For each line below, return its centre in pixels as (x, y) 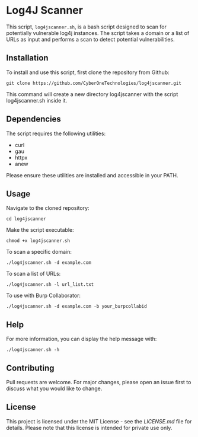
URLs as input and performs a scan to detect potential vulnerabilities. (90, 39)
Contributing (30, 368)
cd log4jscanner (26, 219)
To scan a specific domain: (39, 252)
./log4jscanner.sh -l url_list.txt (50, 285)
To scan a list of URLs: (33, 274)
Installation (27, 58)
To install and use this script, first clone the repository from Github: (88, 72)
